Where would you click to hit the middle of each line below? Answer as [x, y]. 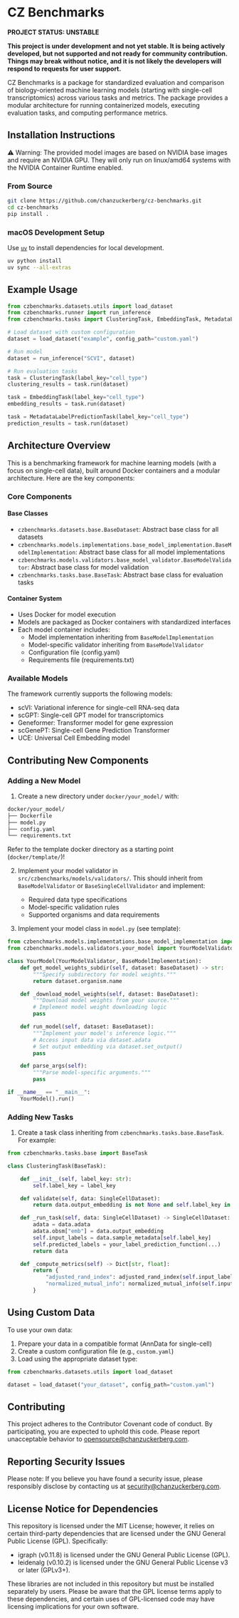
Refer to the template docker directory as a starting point [91, 850]
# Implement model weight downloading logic [100, 1007]
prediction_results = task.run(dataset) [68, 423]
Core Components [40, 496]
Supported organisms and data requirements [94, 915]
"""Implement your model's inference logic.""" [105, 1033]
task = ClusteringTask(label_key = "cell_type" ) [78, 378]
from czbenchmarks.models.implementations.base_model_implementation [113, 942]
